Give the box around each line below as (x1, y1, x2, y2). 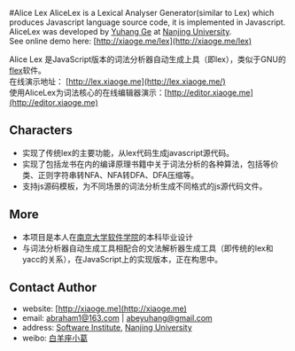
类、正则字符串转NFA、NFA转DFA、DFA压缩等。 (21, 169, 199, 180)
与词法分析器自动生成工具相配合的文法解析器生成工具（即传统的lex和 (21, 243, 274, 253)
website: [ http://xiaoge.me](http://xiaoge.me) (21, 303, 188, 314)
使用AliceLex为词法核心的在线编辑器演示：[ (9, 88, 168, 97)
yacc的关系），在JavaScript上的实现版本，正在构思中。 (21, 253, 223, 264)
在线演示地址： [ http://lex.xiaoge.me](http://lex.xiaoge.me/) (9, 76, 226, 87)
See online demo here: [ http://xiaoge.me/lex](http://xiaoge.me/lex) (9, 35, 252, 46)
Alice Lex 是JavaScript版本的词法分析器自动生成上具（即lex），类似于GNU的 (9, 54, 286, 65)
